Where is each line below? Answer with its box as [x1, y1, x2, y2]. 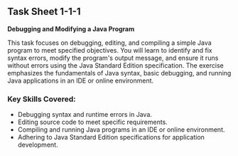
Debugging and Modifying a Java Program [7, 24, 135, 33]
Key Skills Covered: [7, 94, 76, 104]
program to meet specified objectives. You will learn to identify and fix [7, 46, 213, 54]
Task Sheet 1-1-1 [7, 6, 81, 18]
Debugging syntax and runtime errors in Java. [17, 110, 153, 119]
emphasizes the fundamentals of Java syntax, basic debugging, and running [7, 68, 232, 77]
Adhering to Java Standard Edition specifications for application [17, 133, 205, 142]
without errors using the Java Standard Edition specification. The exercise [7, 61, 224, 70]
